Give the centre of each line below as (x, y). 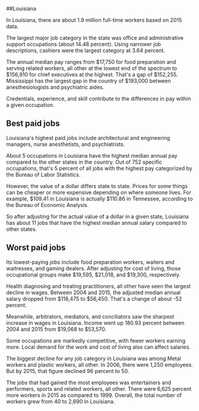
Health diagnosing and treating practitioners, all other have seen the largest (99, 286)
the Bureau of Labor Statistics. (43, 174)
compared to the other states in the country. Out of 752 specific (84, 162)
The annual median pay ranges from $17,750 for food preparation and (91, 62)
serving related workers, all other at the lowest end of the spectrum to (91, 68)
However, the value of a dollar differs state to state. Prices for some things (97, 186)
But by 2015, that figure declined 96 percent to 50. (68, 371)
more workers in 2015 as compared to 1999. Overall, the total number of (94, 395)
